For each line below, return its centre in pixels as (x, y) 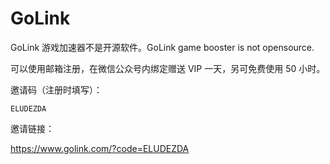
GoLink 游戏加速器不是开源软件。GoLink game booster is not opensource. (162, 47)
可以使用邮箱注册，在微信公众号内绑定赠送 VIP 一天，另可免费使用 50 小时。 (168, 68)
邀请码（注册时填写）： (56, 89)
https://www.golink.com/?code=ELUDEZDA (100, 148)
